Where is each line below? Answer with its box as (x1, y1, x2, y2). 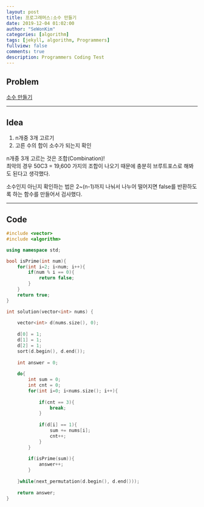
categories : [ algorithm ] (6, 32, 69, 38)
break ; (49, 405, 67, 411)
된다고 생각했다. (12, 170, 50, 177)
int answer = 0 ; (17, 360, 59, 366)
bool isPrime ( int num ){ (6, 258, 67, 264)
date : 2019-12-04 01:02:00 (6, 20, 75, 26)
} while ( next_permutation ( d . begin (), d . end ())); (17, 478, 140, 484)
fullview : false (6, 43, 47, 49)
